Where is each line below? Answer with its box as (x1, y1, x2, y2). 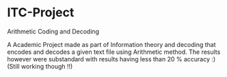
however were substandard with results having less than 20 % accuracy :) (7, 55, 216, 63)
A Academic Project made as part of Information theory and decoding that (7, 40, 217, 48)
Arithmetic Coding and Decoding (7, 27, 100, 35)
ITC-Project (7, 5, 75, 20)
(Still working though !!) (7, 62, 73, 70)
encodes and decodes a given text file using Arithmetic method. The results (7, 48, 221, 56)
